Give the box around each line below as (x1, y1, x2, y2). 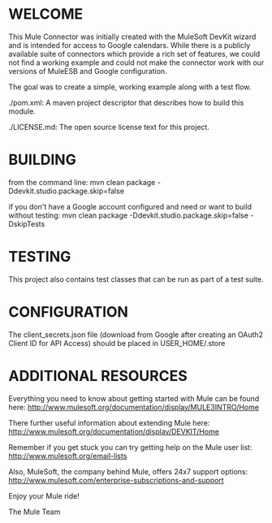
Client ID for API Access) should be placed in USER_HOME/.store (8, 338, 226, 348)
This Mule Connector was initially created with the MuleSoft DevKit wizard (8, 32, 257, 41)
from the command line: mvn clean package (8, 177, 156, 187)
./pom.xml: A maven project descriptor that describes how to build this (8, 97, 244, 107)
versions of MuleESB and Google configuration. (8, 66, 168, 76)
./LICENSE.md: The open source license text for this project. (8, 122, 209, 132)
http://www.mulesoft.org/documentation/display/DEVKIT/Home (8, 426, 219, 436)
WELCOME (8, 5, 84, 24)
